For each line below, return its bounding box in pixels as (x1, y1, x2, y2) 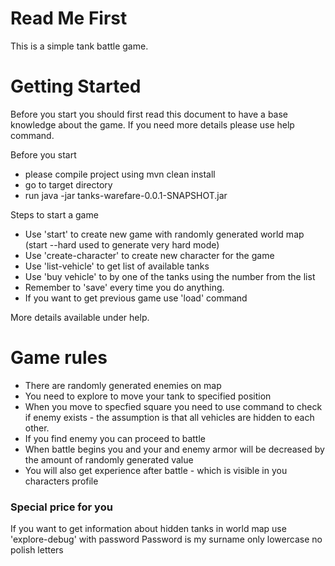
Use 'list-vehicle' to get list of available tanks (24, 260, 210, 272)
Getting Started (10, 75, 142, 98)
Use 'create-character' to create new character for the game (24, 249, 275, 261)
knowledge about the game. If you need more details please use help (10, 118, 295, 131)
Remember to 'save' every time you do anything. (24, 281, 225, 293)
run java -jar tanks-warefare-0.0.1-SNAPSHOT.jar (24, 189, 228, 201)
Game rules (10, 347, 108, 369)
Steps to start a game (10, 208, 99, 221)
